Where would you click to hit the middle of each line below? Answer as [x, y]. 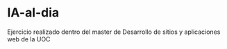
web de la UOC [29, 39]
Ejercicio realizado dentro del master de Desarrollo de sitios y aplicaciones [114, 32]
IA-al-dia [33, 13]
